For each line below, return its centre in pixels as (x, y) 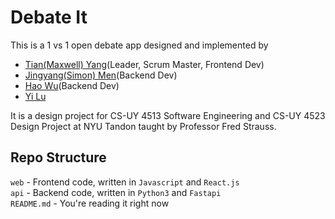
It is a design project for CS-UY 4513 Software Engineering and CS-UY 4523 (168, 115)
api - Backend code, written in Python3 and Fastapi (116, 192)
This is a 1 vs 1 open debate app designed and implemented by (139, 45)
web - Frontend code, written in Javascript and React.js (125, 182)
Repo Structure (58, 157)
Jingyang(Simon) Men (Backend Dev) (101, 75)
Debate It (49, 17)
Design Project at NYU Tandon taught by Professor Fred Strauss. (143, 126)
